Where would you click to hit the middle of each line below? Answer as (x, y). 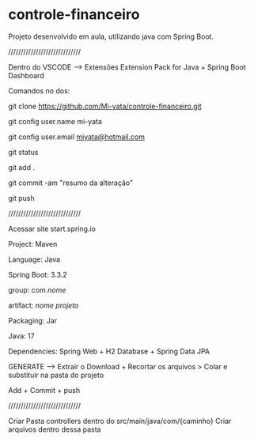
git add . (22, 167)
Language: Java (34, 259)
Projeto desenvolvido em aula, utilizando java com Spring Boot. (111, 36)
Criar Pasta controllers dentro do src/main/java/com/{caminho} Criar (120, 421)
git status (23, 152)
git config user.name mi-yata (55, 121)
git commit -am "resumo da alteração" (71, 183)
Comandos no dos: (39, 91)
